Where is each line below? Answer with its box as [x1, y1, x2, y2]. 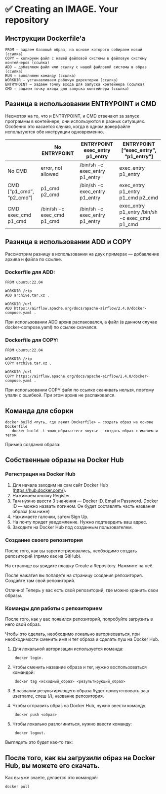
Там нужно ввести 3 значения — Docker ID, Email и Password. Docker [12, 498, 159, 504]
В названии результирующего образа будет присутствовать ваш [12, 688, 149, 694]
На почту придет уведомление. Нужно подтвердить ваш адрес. [12, 519, 147, 525]
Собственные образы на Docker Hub [5, 456, 124, 464]
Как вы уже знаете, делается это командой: [5, 775, 98, 781]
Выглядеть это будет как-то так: [5, 739, 73, 745]
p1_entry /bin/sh [119, 208, 158, 215]
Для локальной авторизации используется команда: [12, 646, 124, 652]
